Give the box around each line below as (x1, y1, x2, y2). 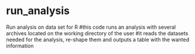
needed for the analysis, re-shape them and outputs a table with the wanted (6, 36, 189, 43)
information (6, 42, 34, 49)
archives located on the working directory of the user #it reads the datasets (6, 29, 189, 36)
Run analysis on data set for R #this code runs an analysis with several (6, 23, 176, 31)
